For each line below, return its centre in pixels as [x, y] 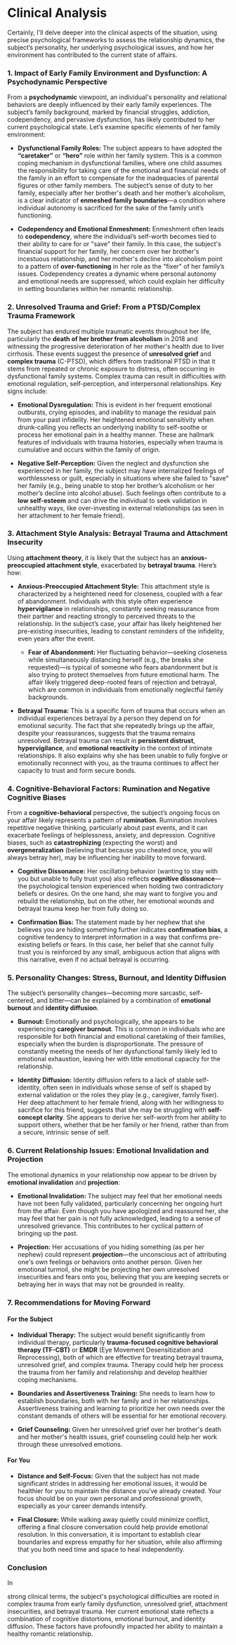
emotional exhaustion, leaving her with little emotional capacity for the [119, 1059]
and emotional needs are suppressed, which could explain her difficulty [121, 281]
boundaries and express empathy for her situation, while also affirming [120, 1542]
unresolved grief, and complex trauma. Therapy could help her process [120, 1364]
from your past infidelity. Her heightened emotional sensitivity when [116, 419]
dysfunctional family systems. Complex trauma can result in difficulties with [117, 376]
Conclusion [27, 1568]
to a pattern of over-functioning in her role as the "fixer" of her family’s [121, 267]
